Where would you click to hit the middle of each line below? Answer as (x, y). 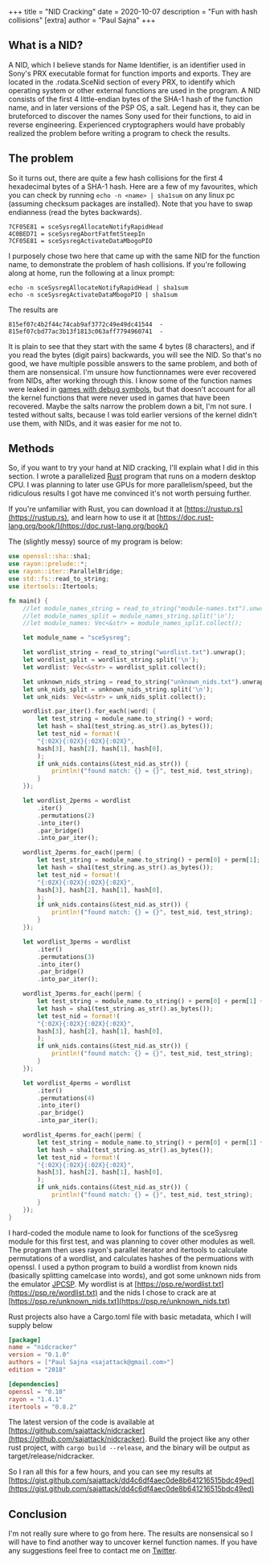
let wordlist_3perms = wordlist (77, 942)
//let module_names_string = (72, 608)
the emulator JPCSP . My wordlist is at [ (73, 1284)
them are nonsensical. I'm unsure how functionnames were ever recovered (132, 372)
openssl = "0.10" (37, 1392)
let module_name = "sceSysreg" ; (77, 638)
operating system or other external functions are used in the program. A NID (135, 90)
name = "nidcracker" (43, 1347)
